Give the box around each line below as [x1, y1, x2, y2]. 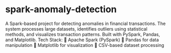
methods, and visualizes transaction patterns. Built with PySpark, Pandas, [5, 31, 160, 37]
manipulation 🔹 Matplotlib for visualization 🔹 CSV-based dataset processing [5, 42, 164, 48]
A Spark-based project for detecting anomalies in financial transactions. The [5, 20, 166, 26]
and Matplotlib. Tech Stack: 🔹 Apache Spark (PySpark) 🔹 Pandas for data [5, 37, 159, 43]
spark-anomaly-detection [5, 4, 117, 15]
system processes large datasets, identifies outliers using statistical [5, 25, 148, 32]
